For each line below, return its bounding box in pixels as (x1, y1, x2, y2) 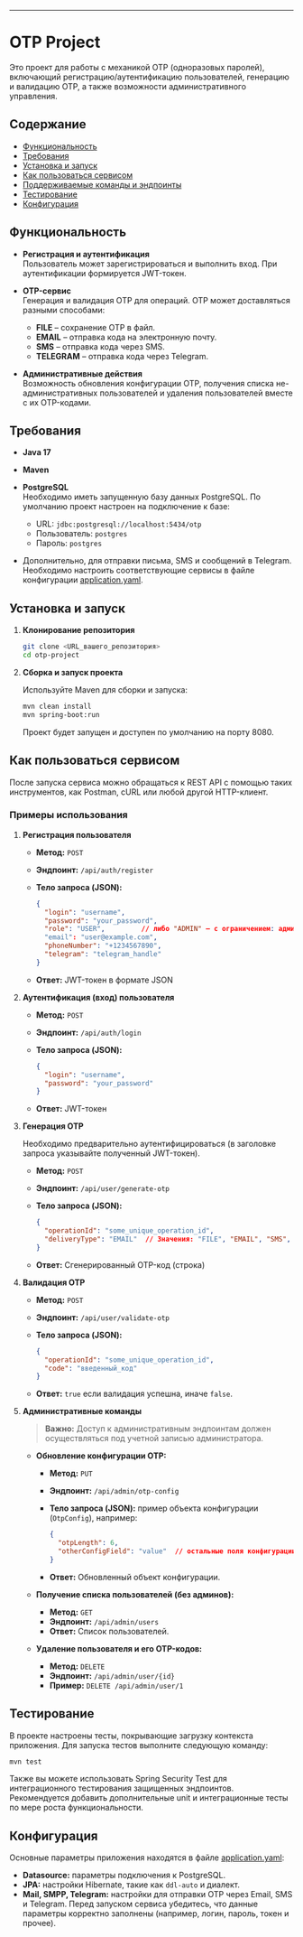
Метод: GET (49, 1606, 93, 1617)
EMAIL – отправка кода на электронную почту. (35, 331, 217, 342)
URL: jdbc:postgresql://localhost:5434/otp (35, 518, 202, 529)
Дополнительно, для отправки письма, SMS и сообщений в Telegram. (22, 555, 292, 566)
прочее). (22, 1918, 57, 1929)
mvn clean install (22, 702, 92, 711)
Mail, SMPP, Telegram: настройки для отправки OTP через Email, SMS (22, 1889, 293, 1900)
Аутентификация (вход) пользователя (22, 992, 175, 1002)
